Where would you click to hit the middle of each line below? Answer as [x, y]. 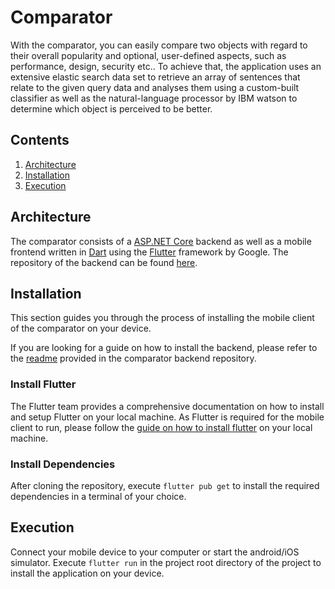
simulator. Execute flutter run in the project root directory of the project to [166, 562]
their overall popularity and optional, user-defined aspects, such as [148, 55]
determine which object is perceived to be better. [111, 108]
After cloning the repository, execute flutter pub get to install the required [165, 485]
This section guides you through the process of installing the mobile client [162, 318]
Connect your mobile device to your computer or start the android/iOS [155, 552]
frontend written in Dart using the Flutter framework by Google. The [149, 252]
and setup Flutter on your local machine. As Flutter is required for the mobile [167, 417]
